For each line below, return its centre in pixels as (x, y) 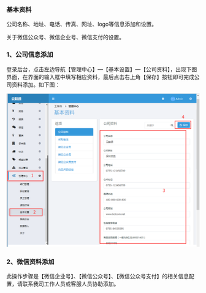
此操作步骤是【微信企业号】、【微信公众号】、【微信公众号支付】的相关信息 (97, 276)
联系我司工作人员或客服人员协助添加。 (71, 284)
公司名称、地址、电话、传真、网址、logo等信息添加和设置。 (82, 24)
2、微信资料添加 (30, 262)
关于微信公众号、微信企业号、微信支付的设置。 (65, 37)
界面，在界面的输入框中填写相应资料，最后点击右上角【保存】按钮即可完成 (100, 77)
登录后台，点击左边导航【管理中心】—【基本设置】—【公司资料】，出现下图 (102, 69)
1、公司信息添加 (30, 55)
